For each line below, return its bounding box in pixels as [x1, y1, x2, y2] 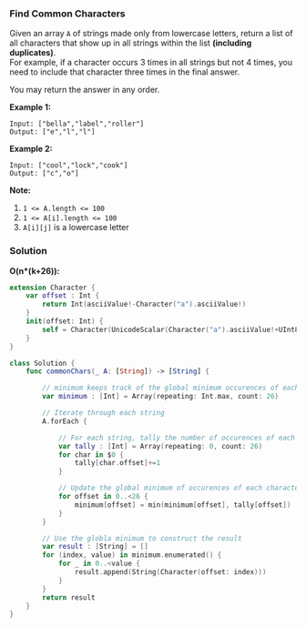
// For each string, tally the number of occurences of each [57, 433, 296, 442]
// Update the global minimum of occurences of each [57, 483, 262, 493]
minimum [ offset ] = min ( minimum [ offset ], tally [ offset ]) [74, 500, 291, 510]
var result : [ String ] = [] [42, 542, 148, 551]
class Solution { [9, 359, 76, 368]
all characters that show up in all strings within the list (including [9, 37, 252, 48]
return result [42, 592, 96, 602]
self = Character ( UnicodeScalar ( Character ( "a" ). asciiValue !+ [42, 325, 280, 334]
